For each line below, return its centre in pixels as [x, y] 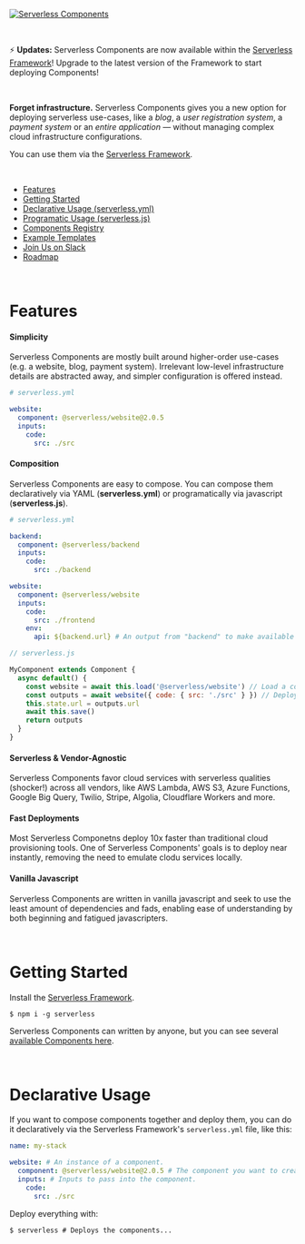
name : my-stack [38, 1146]
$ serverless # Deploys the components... [91, 1230]
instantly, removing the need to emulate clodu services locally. [126, 857]
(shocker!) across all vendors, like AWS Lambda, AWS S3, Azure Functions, [150, 788]
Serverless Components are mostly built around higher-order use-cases [144, 357]
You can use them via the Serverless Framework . [101, 154]
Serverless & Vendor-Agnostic [68, 757]
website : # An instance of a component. [87, 1162]
